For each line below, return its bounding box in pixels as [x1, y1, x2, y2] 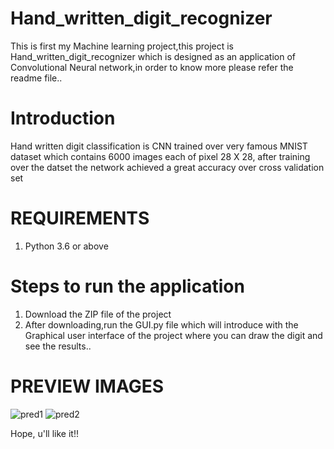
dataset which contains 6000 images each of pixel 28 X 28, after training [10, 150, 311, 162]
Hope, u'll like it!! [10, 427, 79, 439]
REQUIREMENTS [10, 207, 150, 230]
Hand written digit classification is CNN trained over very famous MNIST [10, 140, 308, 152]
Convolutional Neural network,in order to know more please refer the [10, 61, 294, 73]
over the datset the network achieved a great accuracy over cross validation [10, 161, 325, 173]
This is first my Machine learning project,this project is [10, 40, 235, 52]
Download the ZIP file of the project [24, 308, 172, 320]
